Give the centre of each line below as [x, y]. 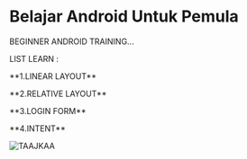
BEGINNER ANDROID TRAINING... [72, 41]
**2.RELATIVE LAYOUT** [58, 93]
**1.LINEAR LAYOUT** [53, 76]
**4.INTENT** [37, 128]
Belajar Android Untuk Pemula [124, 17]
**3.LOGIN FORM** [48, 110]
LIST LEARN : [34, 58]
